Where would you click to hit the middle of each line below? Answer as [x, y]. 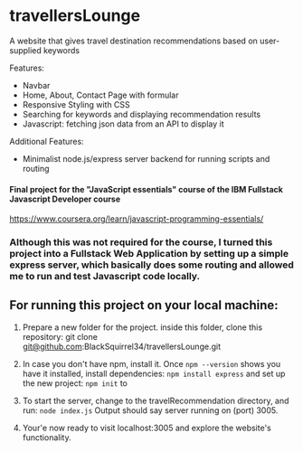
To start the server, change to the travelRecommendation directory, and [156, 400]
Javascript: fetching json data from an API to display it [123, 124]
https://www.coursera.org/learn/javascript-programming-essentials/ [137, 219]
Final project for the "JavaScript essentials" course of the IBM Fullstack [146, 189]
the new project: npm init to [75, 383]
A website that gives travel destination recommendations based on [133, 41]
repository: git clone [60, 336]
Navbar [36, 85]
